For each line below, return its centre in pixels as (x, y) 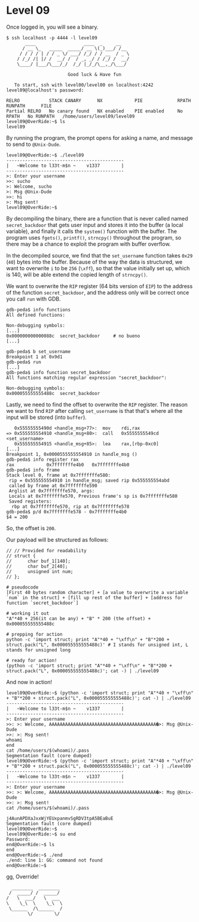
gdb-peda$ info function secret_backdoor (59, 372)
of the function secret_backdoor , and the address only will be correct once (98, 292)
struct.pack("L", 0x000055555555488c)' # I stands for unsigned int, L (97, 645)
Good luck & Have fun (94, 74)
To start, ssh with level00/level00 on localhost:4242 (84, 85)
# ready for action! (32, 660)
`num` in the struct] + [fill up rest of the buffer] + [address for (95, 598)
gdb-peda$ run (24, 362)
